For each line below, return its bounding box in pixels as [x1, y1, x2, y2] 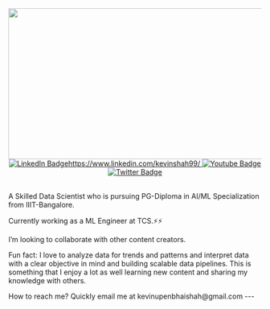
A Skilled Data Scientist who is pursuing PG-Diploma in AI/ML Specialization [8, 192, 260, 200]
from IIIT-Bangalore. [8, 200, 75, 209]
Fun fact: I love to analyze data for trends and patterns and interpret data [8, 250, 249, 260]
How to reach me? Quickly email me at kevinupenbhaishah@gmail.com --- [8, 291, 255, 301]
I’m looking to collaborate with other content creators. [8, 235, 186, 244]
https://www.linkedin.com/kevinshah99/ [67, 159, 201, 168]
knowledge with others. [8, 276, 87, 285]
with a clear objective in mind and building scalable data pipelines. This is [8, 259, 252, 268]
